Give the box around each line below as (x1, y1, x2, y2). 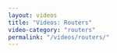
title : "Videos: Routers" (8, 19, 92, 26)
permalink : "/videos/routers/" (8, 33, 110, 41)
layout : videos (8, 11, 58, 19)
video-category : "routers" (8, 26, 96, 34)
